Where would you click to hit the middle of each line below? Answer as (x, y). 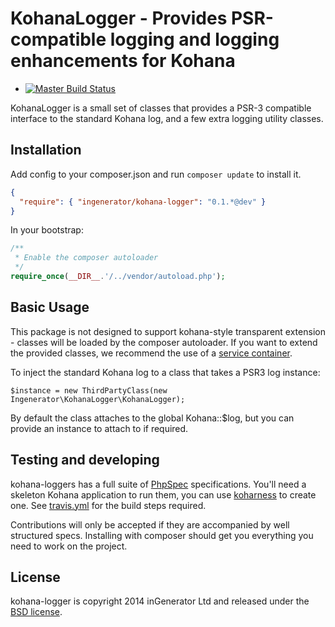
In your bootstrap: (47, 230)
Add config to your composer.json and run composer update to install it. (156, 174)
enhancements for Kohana (123, 61)
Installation (46, 150)
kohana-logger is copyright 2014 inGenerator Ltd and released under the (160, 601)
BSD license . (36, 612)
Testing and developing (85, 460)
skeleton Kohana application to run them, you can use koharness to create (163, 494)
